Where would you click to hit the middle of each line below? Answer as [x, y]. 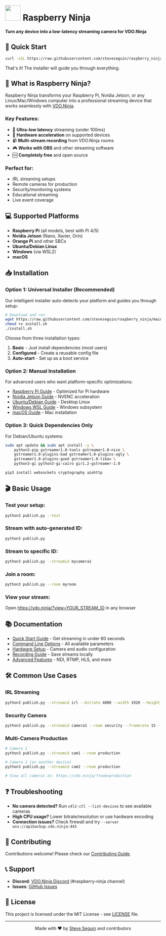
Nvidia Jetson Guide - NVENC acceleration [56, 397]
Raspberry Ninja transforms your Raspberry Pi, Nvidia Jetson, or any [75, 95]
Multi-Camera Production [36, 738]
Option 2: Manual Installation [41, 371]
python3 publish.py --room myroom [41, 585]
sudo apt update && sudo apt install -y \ [49, 445]
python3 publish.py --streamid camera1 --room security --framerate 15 [80, 725]
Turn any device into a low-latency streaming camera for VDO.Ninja [76, 31]
